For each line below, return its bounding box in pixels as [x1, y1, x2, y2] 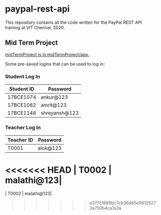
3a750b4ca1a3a [89, 205, 122, 211]
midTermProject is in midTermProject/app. [5, 51, 90, 57]
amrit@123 [41, 102, 67, 109]
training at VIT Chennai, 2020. [5, 24, 65, 30]
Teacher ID [7, 137, 33, 144]
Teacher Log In [5, 124, 41, 131]
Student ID [9, 86, 35, 93]
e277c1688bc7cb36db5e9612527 [89, 200, 156, 206]
